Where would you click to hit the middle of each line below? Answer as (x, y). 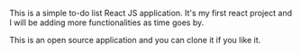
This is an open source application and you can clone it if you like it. (135, 40)
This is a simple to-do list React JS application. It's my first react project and (151, 13)
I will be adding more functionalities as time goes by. (107, 22)
